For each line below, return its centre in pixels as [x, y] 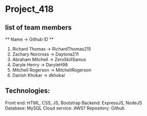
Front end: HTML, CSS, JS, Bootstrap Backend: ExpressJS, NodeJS [73, 103]
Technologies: [28, 91]
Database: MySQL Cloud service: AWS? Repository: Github [65, 108]
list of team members [38, 28]
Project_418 [29, 9]
